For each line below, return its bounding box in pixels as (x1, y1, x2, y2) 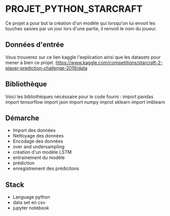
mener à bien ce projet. (5, 60, 55, 66)
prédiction (12, 160, 35, 166)
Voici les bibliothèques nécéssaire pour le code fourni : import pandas (5, 93, 154, 100)
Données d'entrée (5, 41, 64, 49)
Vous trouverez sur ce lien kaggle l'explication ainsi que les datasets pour (5, 54, 161, 60)
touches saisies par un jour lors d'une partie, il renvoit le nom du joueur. (5, 25, 157, 31)
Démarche (5, 113, 40, 122)
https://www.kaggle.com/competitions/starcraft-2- (55, 60, 163, 66)
